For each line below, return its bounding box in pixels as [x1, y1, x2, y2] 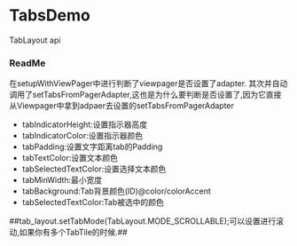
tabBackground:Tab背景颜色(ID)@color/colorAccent [21, 186, 211, 196]
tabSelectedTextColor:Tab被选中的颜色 [21, 197, 164, 208]
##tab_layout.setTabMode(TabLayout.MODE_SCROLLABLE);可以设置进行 [9, 216, 277, 226]
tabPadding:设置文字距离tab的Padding [21, 141, 163, 152]
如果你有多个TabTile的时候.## [19, 227, 129, 238]
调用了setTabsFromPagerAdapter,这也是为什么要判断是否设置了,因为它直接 [9, 90, 282, 100]
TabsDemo [9, 5, 90, 26]
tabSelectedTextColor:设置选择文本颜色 [21, 163, 167, 174]
